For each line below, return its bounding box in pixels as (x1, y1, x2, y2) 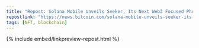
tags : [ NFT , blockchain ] (6, 19, 68, 25)
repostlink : (6, 14, 36, 20)
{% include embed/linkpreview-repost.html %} (6, 36, 120, 43)
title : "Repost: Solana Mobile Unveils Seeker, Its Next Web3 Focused (6, 8, 184, 15)
